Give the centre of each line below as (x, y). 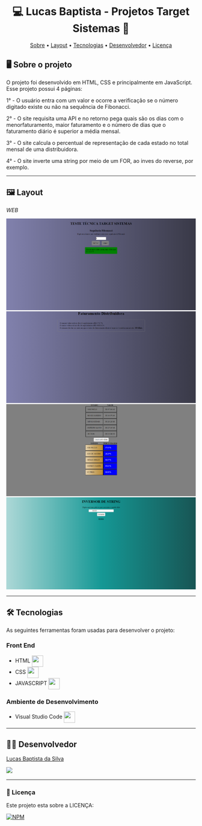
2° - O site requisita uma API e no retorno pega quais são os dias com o (95, 118)
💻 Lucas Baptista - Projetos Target (101, 12)
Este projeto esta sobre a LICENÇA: (50, 806)
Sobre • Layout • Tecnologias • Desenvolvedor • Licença (101, 45)
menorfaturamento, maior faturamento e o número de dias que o (86, 124)
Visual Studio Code (39, 717)
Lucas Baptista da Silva (35, 759)
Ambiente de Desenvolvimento (52, 702)
